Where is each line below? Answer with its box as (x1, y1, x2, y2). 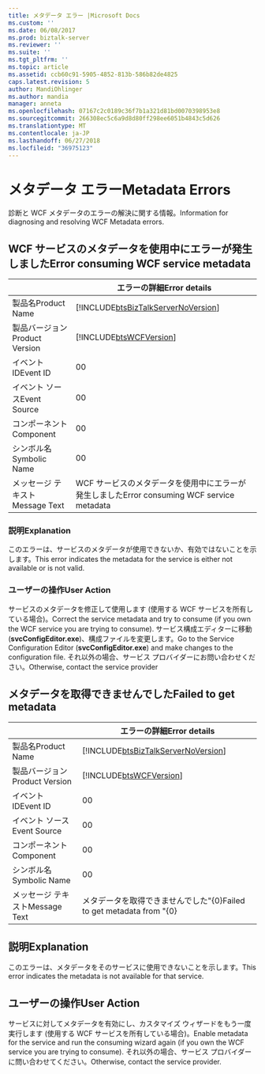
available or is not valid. (8, 564, 85, 573)
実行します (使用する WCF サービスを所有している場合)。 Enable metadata (8, 1029, 248, 1038)
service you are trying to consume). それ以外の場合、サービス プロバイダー (8, 1047, 252, 1057)
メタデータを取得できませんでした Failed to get (8, 688, 235, 701)
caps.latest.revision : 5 (8, 78, 90, 85)
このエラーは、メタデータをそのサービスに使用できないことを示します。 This (8, 962, 256, 972)
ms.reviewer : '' (8, 41, 62, 49)
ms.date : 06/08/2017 (8, 26, 77, 34)
